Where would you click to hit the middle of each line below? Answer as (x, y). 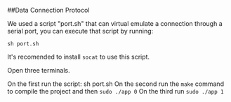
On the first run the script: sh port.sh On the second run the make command (116, 84)
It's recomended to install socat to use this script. (78, 57)
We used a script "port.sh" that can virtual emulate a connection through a (115, 23)
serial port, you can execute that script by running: (80, 31)
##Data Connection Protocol (48, 10)
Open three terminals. (39, 70)
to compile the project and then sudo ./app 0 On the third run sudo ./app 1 (115, 91)
